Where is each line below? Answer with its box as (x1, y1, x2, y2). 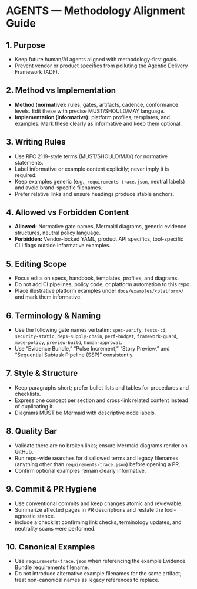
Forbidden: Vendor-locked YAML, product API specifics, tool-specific (14, 235, 184, 243)
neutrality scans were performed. (14, 525, 96, 532)
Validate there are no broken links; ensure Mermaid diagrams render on (14, 441, 188, 449)
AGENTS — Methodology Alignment (6, 4, 185, 18)
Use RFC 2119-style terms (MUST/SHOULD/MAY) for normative (14, 152, 168, 160)
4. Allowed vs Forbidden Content (6, 208, 129, 218)
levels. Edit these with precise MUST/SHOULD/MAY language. (14, 107, 165, 114)
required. (14, 171, 37, 178)
